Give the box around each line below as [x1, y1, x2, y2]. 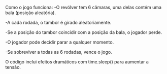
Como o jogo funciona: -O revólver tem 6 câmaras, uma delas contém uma [5, 5, 161, 10]
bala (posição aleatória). [5, 10, 56, 16]
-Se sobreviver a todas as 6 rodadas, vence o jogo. [5, 49, 113, 55]
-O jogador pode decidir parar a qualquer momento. [5, 39, 114, 45]
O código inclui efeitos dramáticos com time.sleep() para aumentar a [5, 59, 149, 65]
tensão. [5, 64, 21, 70]
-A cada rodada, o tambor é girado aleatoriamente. [5, 20, 112, 25]
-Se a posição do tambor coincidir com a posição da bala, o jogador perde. [5, 29, 162, 35]
